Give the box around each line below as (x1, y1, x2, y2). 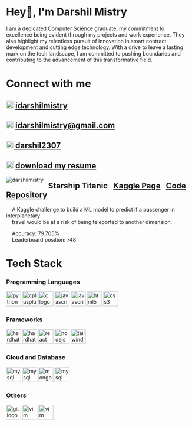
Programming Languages (6, 278, 81, 286)
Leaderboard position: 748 (11, 236, 77, 243)
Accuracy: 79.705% (11, 230, 60, 237)
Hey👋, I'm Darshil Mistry (6, 5, 128, 19)
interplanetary (6, 212, 40, 219)
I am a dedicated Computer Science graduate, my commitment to (6, 25, 165, 32)
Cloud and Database (6, 353, 66, 362)
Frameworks (6, 316, 43, 324)
